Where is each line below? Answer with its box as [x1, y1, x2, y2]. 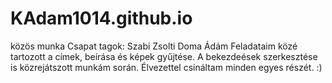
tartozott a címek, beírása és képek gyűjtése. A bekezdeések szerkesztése [10, 50, 318, 62]
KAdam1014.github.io [10, 7, 193, 30]
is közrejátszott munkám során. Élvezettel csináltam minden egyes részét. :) [10, 61, 323, 73]
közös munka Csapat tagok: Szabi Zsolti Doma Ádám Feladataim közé [10, 40, 298, 52]
